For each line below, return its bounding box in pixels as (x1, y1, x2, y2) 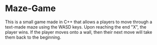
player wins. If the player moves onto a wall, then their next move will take (5, 29, 153, 35)
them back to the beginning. (5, 34, 62, 40)
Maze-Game (5, 3, 56, 14)
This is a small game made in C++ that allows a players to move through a (5, 19, 153, 25)
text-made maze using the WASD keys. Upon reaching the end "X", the (5, 24, 147, 30)
